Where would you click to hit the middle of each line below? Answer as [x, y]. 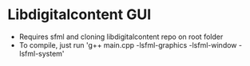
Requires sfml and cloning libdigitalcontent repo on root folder [121, 37]
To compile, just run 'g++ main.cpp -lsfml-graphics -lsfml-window [128, 45]
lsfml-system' [42, 53]
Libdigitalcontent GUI [79, 15]
